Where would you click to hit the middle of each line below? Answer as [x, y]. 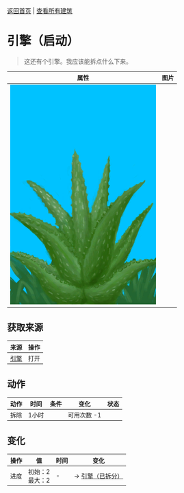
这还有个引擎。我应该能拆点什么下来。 [78, 61]
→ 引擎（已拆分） [99, 476]
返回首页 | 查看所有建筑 [40, 11]
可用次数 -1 [84, 415]
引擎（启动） [43, 41]
